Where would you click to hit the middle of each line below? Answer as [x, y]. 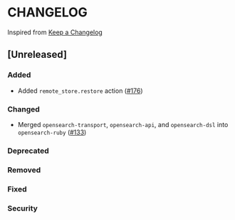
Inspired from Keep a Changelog [55, 32]
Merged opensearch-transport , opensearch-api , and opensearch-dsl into [123, 124]
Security [22, 208]
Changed [24, 109]
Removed [24, 170]
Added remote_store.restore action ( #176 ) [80, 91]
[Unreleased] [37, 55]
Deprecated [28, 151]
